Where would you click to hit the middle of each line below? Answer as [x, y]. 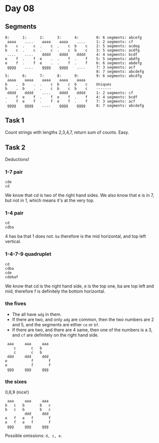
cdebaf [12, 277]
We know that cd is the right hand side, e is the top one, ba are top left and [79, 286]
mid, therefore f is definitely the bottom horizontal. [55, 291]
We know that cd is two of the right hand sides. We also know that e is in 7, [79, 195]
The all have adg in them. [37, 314]
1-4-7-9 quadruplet [28, 254]
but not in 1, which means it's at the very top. [50, 200]
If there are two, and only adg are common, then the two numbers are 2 [83, 319]
